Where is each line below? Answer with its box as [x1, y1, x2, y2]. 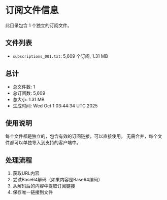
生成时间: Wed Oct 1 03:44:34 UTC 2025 [12, 102, 98, 109]
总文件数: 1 [12, 84, 36, 90]
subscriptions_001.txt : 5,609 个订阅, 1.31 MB [12, 53, 108, 59]
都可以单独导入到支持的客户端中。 [9, 140, 81, 146]
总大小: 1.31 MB [12, 96, 45, 102]
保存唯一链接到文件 [12, 189, 53, 195]
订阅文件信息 [5, 5, 59, 16]
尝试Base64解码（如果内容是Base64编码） [12, 177, 103, 183]
